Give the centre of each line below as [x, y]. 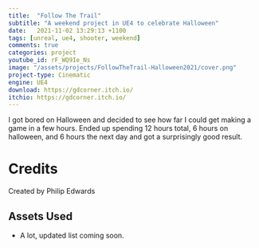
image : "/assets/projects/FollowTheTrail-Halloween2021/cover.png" [123, 68]
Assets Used [41, 216]
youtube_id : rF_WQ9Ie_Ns [49, 61]
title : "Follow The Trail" [55, 16]
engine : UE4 [28, 82]
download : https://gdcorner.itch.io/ [71, 90]
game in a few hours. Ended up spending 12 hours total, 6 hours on [118, 128]
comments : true [33, 45]
